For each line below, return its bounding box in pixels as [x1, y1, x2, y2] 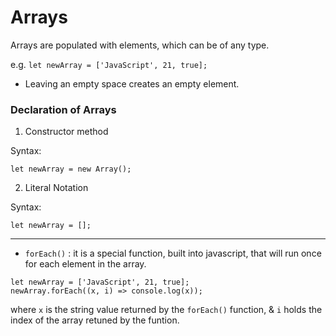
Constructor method [24, 126, 109, 138]
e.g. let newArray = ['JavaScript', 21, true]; [10, 58, 208, 70]
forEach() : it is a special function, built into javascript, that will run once [24, 247, 322, 260]
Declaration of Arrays [10, 102, 117, 116]
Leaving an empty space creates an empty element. [24, 77, 240, 90]
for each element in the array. [24, 258, 147, 270]
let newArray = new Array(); [10, 164, 132, 175]
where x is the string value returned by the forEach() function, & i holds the [10, 304, 323, 316]
